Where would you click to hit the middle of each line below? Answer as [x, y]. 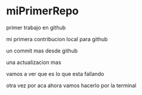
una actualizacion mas [34, 62]
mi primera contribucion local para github [57, 39]
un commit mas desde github [42, 50]
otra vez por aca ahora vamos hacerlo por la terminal [71, 85]
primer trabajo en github [36, 27]
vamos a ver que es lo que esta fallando [55, 73]
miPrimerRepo [43, 11]
